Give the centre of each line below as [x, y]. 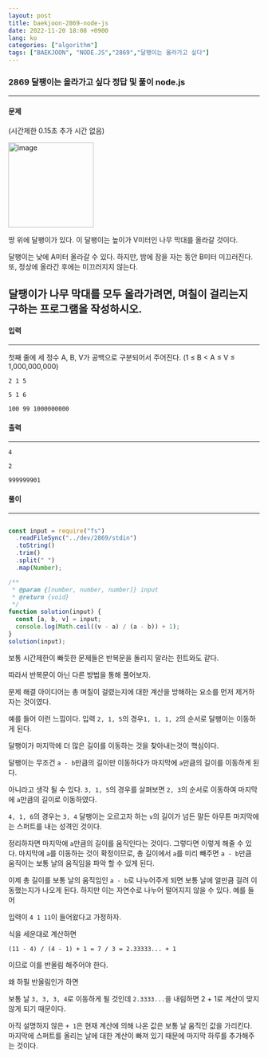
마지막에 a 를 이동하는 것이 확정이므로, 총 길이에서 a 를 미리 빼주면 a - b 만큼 [135, 853]
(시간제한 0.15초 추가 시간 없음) [57, 130]
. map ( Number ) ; [39, 568]
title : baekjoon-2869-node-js [59, 23]
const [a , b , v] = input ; [59, 619]
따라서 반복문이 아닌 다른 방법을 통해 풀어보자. [80, 675]
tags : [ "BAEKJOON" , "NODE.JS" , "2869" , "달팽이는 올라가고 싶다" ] [109, 53]
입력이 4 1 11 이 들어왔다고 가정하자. [65, 917]
